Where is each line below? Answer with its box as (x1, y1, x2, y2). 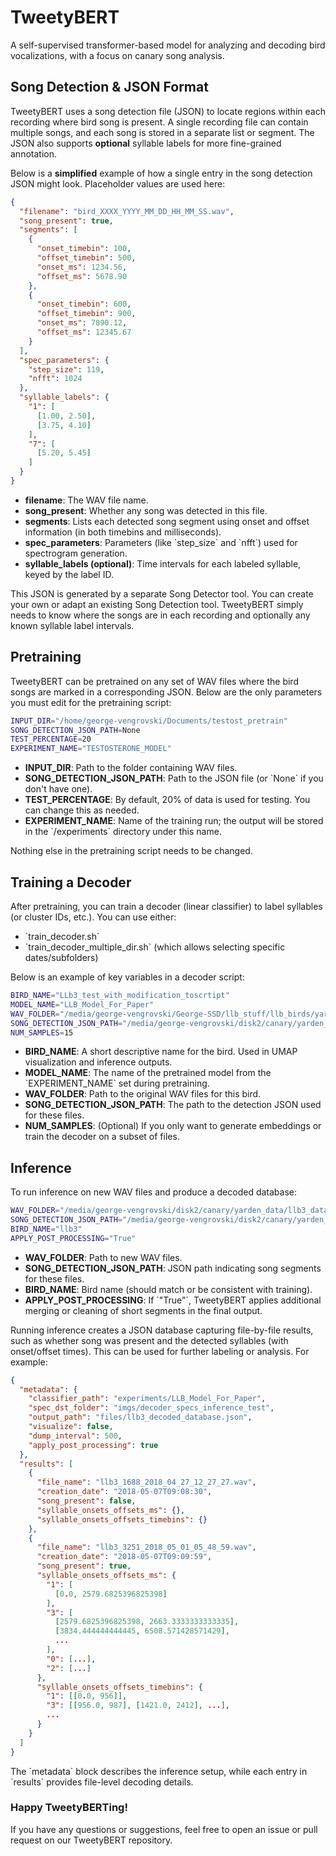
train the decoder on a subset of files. (24, 1131, 180, 1143)
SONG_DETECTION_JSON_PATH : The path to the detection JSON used (24, 1099, 322, 1111)
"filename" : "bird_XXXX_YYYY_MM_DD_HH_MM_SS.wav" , (19, 206, 235, 216)
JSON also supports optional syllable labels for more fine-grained (10, 137, 282, 149)
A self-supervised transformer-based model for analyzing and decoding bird (10, 39, 326, 51)
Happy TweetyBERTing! (10, 1801, 128, 1815)
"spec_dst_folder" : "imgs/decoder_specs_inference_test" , (28, 1403, 275, 1413)
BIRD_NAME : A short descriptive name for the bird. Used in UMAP (24, 1046, 298, 1058)
